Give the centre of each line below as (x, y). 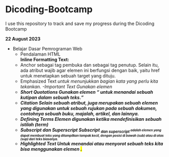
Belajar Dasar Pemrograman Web (47, 48)
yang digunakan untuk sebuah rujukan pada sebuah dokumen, (89, 108)
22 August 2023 (23, 39)
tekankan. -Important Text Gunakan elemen (66, 86)
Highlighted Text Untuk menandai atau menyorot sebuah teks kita (92, 143)
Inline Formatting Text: (45, 59)
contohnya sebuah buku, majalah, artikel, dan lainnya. (80, 114)
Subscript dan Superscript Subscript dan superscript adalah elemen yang (91, 130)
